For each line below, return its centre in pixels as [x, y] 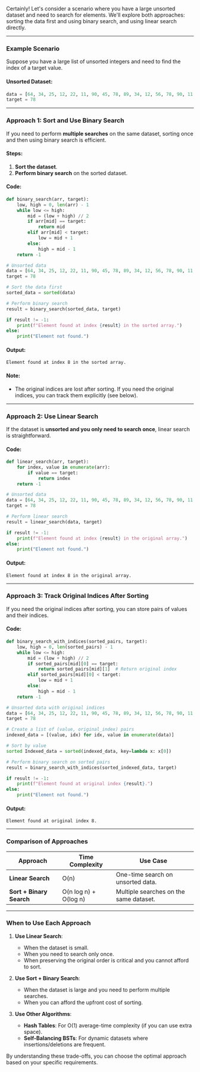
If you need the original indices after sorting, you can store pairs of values [97, 609]
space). [33, 1032]
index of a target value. [35, 68]
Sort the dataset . [36, 167]
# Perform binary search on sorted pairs [58, 762]
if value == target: [53, 473]
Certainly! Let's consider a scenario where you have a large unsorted [91, 9]
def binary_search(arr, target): [48, 199]
